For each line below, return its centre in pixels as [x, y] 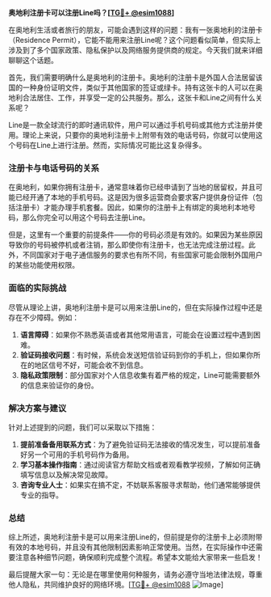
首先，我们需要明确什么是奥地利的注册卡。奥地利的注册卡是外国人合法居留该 [135, 77]
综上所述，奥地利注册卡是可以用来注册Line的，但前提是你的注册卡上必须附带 [135, 537]
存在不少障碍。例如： [44, 317]
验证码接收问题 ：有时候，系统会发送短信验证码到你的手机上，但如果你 [137, 354]
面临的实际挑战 [38, 288]
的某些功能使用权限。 [44, 265]
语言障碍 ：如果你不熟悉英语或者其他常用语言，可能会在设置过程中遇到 [137, 334]
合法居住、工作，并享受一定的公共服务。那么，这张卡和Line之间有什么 [139, 97]
